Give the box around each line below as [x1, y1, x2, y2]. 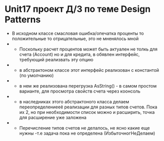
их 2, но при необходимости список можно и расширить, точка [19, 109, 155, 115]
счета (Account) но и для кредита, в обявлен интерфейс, [19, 51, 140, 57]
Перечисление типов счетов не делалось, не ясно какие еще [19, 125, 150, 131]
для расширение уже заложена [19, 114, 86, 120]
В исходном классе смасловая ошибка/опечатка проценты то [11, 30, 144, 36]
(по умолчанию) [19, 72, 54, 78]
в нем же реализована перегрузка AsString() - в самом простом [19, 83, 157, 89]
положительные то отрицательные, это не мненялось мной [11, 36, 139, 42]
